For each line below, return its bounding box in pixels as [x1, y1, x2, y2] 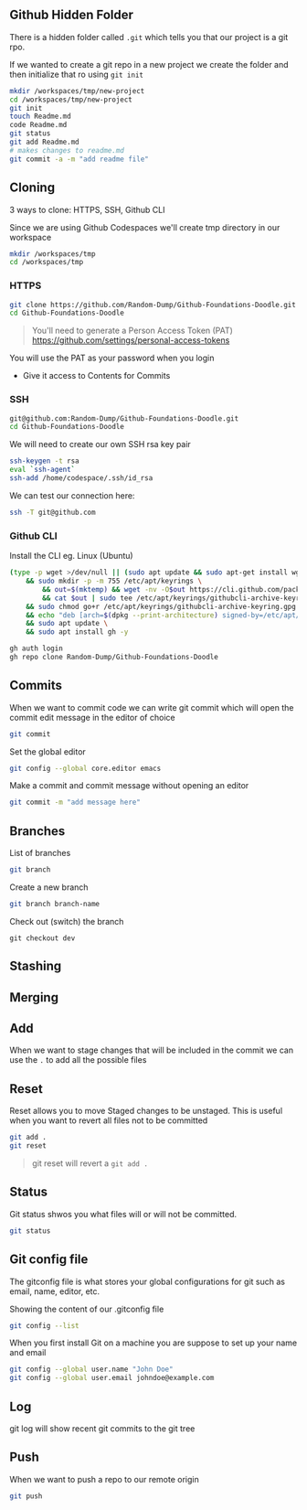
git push [9, 1491, 43, 1501]
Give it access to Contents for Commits [22, 370, 171, 381]
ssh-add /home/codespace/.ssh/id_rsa [9, 474, 153, 483]
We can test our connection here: [9, 489, 135, 501]
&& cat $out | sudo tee [42, 594, 132, 603]
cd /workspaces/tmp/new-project [9, 95, 132, 104]
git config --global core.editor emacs [9, 764, 162, 773]
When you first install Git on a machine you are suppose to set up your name [9, 1337, 298, 1348]
